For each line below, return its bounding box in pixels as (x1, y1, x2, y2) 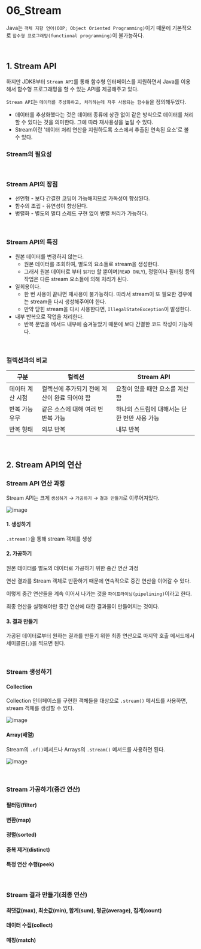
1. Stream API (6, 61, 57, 71)
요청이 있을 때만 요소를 (115, 384, 176, 393)
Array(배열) (6, 731, 35, 738)
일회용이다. (14, 283, 41, 290)
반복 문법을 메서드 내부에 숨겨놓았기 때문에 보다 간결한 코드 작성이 (23, 320, 178, 327)
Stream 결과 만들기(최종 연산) (6, 890, 88, 899)
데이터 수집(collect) (6, 921, 53, 929)
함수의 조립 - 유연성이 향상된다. (14, 202, 88, 210)
